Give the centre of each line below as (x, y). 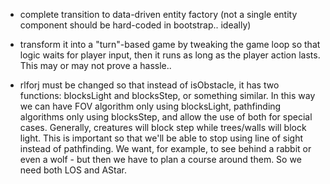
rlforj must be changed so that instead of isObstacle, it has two (149, 85)
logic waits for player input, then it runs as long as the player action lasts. (170, 55)
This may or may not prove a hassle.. (95, 65)
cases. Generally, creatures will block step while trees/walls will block (163, 127)
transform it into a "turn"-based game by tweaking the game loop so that (170, 44)
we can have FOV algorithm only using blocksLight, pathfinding (150, 106)
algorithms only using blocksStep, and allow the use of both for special (166, 117)
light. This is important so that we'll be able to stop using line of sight (161, 138)
